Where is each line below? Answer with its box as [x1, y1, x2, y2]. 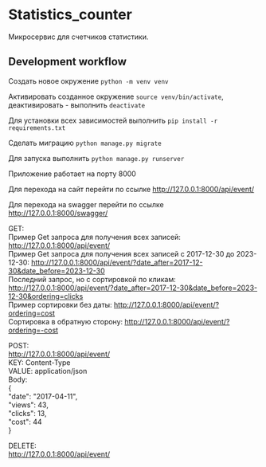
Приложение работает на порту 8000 [8, 169, 137, 179]
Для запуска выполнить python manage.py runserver [8, 153, 185, 163]
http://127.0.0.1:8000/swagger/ [8, 208, 108, 218]
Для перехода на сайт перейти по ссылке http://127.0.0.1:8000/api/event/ [8, 184, 255, 194]
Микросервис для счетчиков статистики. [8, 32, 149, 41]
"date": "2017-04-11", [8, 391, 78, 401]
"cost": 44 [8, 417, 42, 426]
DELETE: [8, 441, 37, 450]
